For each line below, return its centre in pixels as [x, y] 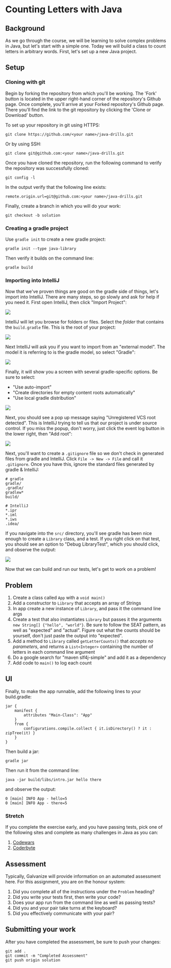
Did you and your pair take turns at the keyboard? [65, 908]
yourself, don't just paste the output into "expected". [68, 636]
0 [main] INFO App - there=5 [36, 803]
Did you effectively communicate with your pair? [64, 913]
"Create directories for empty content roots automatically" [74, 393]
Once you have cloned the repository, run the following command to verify [83, 163]
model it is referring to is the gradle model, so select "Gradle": [70, 352]
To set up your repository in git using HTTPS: [53, 125]
